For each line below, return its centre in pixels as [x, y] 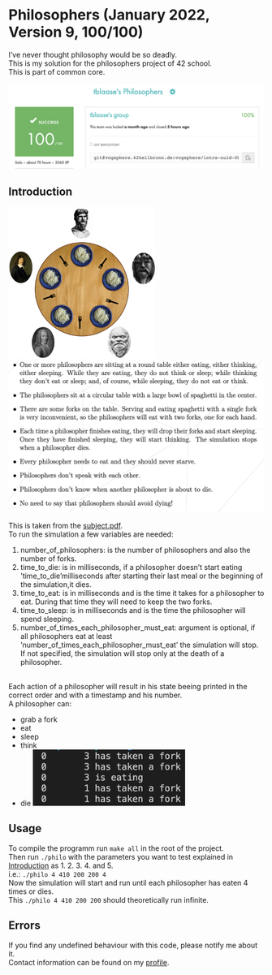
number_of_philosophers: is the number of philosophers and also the [135, 550]
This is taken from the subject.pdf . [66, 526]
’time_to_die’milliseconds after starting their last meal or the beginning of [142, 576]
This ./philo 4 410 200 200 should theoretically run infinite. [109, 900]
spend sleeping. [47, 619]
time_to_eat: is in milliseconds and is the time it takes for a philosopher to [142, 593]
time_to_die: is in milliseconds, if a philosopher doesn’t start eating [131, 567]
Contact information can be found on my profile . [89, 962]
